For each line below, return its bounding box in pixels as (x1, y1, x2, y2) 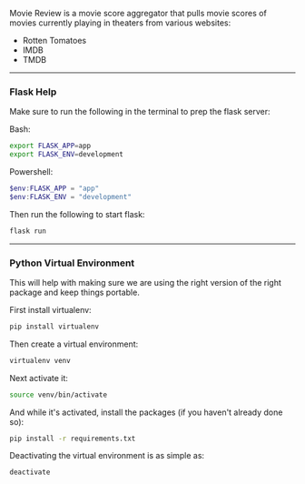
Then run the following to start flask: (9, 208, 145, 219)
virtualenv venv (9, 356, 71, 365)
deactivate (9, 468, 51, 477)
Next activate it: (9, 372, 68, 383)
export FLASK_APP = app (9, 141, 92, 151)
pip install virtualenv (9, 322, 100, 331)
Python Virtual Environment (9, 257, 135, 269)
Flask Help (9, 86, 57, 98)
